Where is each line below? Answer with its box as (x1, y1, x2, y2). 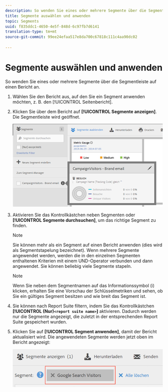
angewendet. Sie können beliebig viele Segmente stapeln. (12, 263, 132, 269)
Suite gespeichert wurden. (12, 318, 67, 325)
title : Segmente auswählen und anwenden (5, 13, 91, 19)
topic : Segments (5, 19, 39, 24)
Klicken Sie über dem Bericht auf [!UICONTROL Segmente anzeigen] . (12, 108, 157, 115)
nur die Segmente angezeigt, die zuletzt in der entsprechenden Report (12, 313, 158, 319)
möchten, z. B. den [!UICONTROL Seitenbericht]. (12, 99, 113, 105)
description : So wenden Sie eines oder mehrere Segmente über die (5, 8, 146, 13)
